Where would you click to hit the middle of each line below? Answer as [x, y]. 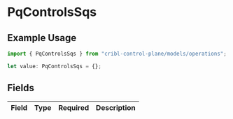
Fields [21, 88]
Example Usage [42, 38]
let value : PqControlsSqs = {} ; [54, 66]
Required [74, 107]
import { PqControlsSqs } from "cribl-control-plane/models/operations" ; [117, 54]
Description [116, 107]
